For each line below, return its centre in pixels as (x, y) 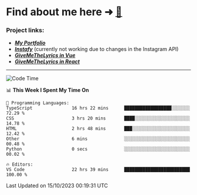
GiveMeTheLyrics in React (47, 61)
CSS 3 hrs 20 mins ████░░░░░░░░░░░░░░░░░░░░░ (98, 119)
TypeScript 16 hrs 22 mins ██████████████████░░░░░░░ (98, 108)
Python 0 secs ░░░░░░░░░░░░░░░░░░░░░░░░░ (98, 149)
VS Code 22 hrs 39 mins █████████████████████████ (98, 170)
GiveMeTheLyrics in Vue (45, 56)
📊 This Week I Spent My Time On (47, 90)
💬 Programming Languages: (38, 103)
